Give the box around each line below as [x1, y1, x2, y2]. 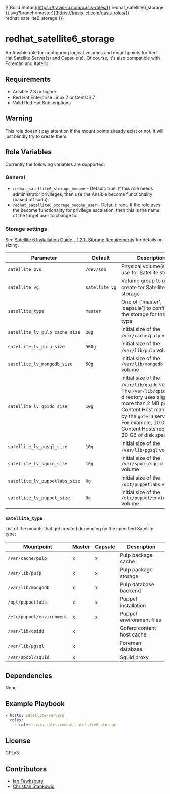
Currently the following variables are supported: [5, 161, 105, 167]
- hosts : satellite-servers [5, 713, 65, 718]
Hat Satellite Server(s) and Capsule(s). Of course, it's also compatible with [5, 55, 160, 61]
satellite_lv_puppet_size [8, 495, 70, 501]
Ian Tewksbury [12, 778, 44, 784]
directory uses [121, 393, 156, 400]
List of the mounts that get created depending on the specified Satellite [5, 526, 154, 532]
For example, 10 [121, 419, 160, 426]
